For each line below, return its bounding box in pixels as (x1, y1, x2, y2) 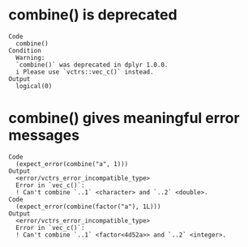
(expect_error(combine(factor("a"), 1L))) (15, 202, 161, 211)
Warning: (15, 53, 45, 62)
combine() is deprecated (8, 6, 177, 24)
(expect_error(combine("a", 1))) (15, 160, 129, 168)
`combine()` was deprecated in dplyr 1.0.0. (15, 61, 169, 69)
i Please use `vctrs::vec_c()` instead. (15, 67, 154, 76)
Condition (8, 46, 42, 54)
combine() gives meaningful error (8, 109, 241, 127)
